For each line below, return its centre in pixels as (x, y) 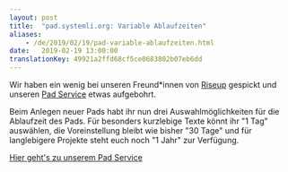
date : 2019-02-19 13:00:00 (64, 51)
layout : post (34, 17)
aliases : (26, 34)
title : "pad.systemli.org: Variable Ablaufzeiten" (108, 26)
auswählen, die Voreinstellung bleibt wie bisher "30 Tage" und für (131, 130)
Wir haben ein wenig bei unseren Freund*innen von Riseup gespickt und (143, 85)
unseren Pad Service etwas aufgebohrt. (83, 94)
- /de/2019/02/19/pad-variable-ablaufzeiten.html (120, 43)
